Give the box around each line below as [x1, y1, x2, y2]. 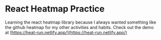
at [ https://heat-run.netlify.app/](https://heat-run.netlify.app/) [5, 29, 128, 35]
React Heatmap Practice [5, 3, 105, 14]
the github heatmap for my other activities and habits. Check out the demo [5, 24, 154, 30]
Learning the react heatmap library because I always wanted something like [5, 19, 157, 25]
